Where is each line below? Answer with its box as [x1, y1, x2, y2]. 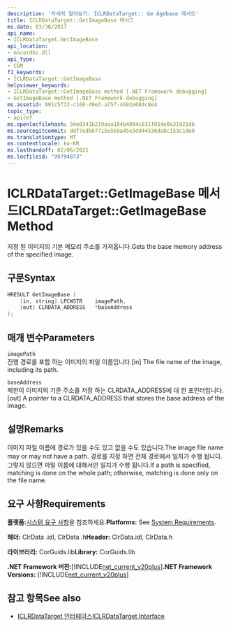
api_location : [7, 43, 49, 50]
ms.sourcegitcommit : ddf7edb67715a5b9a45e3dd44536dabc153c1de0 [7, 127, 195, 134]
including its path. [7, 365, 59, 374]
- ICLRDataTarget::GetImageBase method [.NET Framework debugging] [7, 88, 208, 95]
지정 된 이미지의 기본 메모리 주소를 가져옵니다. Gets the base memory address [7, 242, 223, 250]
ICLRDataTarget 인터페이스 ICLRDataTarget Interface [17, 612, 165, 621]
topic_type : [7, 108, 42, 115]
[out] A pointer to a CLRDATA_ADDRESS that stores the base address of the [7, 394, 225, 402]
